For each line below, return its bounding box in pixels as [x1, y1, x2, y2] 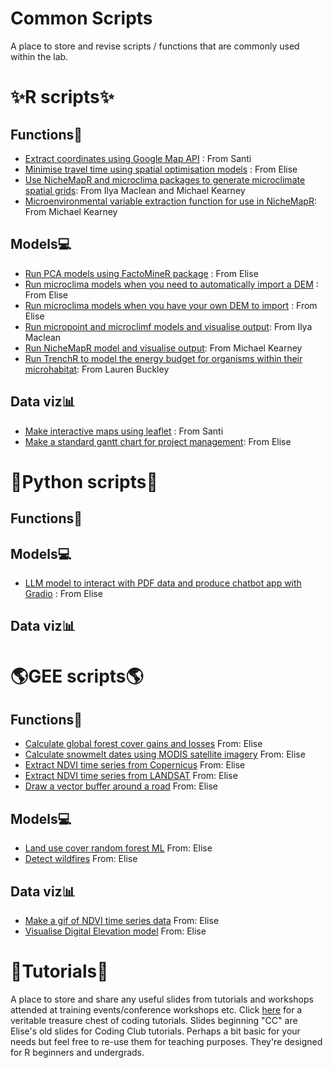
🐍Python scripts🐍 [10, 470, 158, 493]
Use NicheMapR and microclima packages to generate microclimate [24, 173, 306, 186]
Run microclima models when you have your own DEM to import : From [24, 299, 318, 311]
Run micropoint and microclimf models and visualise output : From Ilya [24, 320, 313, 332]
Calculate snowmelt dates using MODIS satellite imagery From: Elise [24, 748, 306, 761]
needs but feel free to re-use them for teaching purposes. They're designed [10, 1035, 323, 1047]
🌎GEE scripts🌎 [10, 665, 144, 687]
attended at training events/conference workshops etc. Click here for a [10, 1003, 303, 1016]
